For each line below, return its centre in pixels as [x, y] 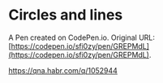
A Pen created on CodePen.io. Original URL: [82, 37]
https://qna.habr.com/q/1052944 [63, 70]
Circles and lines [66, 15]
